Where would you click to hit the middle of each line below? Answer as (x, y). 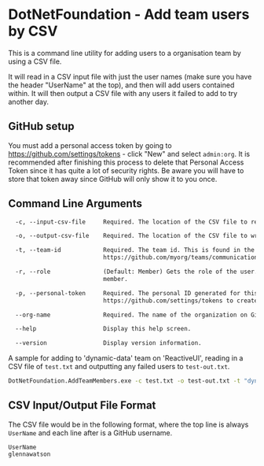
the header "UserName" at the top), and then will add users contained (121, 85)
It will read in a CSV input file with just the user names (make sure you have (130, 76)
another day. (29, 102)
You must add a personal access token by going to (90, 145)
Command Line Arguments (75, 203)
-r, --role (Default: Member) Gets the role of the (126, 272)
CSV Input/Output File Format (82, 406)
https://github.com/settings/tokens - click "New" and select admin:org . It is (129, 153)
